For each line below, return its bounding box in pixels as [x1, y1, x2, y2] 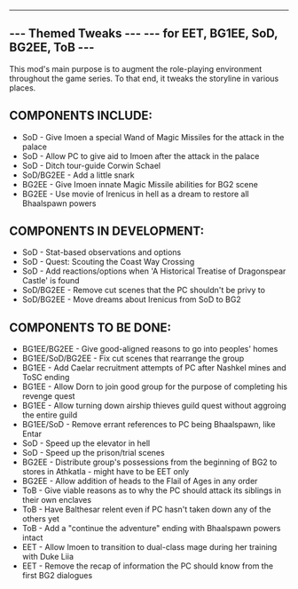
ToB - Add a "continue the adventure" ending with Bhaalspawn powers [21, 523, 281, 534]
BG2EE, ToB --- [9, 40, 95, 55]
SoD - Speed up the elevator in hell [21, 438, 151, 449]
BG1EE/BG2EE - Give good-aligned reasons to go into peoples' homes [21, 344, 278, 354]
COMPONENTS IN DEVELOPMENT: [9, 224, 205, 239]
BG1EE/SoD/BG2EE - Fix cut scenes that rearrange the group [21, 353, 245, 364]
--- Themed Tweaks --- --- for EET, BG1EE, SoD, [9, 26, 278, 41]
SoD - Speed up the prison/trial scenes [21, 448, 166, 458]
